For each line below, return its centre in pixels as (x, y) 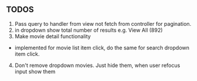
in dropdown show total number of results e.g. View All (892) (89, 30)
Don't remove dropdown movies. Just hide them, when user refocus (97, 65)
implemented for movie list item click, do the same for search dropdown (102, 48)
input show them (35, 71)
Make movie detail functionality (53, 36)
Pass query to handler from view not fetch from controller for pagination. (103, 23)
